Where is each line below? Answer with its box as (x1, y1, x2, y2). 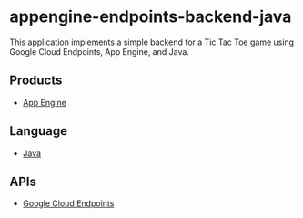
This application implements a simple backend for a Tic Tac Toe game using (9, 36, 294, 47)
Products (9, 73, 63, 88)
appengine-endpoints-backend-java (9, 6, 292, 27)
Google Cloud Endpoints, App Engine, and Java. (9, 46, 189, 57)
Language (9, 123, 68, 139)
